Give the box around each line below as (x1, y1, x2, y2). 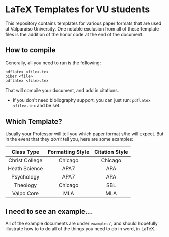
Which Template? (5, 117, 62, 126)
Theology (14, 182, 37, 189)
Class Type (11, 148, 40, 155)
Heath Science (8, 165, 43, 172)
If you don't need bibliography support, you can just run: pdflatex (12, 97, 151, 103)
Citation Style (94, 148, 128, 155)
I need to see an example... (5, 207, 93, 216)
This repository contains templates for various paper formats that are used (5, 20, 162, 26)
